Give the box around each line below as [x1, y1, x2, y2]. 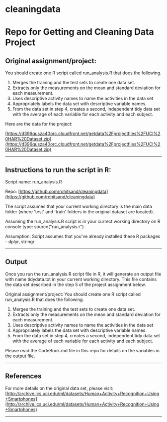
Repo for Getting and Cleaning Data [5, 26, 154, 38]
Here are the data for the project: [5, 121, 73, 127]
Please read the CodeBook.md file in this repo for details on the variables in [5, 347, 160, 353]
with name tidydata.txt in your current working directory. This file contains [5, 276, 157, 282]
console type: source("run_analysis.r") [5, 224, 84, 230]
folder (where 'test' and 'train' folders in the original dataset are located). [5, 209, 155, 215]
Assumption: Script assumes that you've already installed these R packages [5, 233, 161, 239]
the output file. [5, 353, 35, 359]
